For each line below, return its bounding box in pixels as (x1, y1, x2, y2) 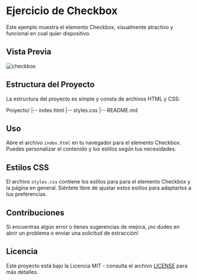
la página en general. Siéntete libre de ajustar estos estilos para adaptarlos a (6, 184, 192, 192)
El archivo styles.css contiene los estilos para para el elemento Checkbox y (6, 178, 191, 185)
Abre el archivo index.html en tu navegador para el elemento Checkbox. (6, 139, 181, 146)
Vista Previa (6, 47, 52, 57)
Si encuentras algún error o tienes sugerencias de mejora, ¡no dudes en (6, 224, 180, 230)
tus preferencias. (6, 191, 48, 198)
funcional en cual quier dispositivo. (6, 29, 91, 36)
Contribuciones (6, 208, 65, 218)
